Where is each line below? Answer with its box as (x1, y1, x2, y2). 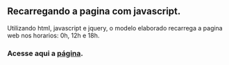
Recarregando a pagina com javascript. (7, 6, 181, 17)
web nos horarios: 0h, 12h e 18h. (7, 31, 100, 39)
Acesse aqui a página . (7, 48, 83, 58)
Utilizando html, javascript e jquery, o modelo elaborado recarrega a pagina (7, 24, 223, 32)
